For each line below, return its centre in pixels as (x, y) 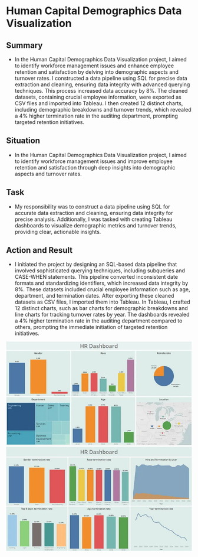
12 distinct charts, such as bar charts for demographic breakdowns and (101, 308)
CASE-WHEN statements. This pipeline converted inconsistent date (96, 277)
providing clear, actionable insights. (58, 232)
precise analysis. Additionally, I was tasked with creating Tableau (93, 219)
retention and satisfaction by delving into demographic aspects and (96, 72)
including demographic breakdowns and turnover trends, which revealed (103, 110)
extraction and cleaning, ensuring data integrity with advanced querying (102, 84)
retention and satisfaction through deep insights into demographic (95, 167)
